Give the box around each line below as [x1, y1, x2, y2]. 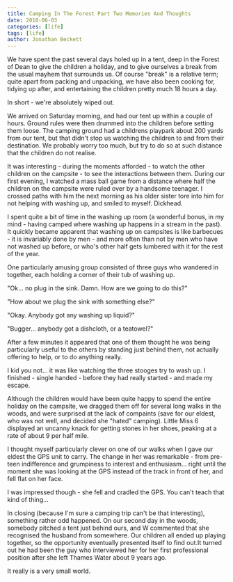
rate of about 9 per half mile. [7, 432, 89, 440]
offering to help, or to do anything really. [7, 353, 123, 361]
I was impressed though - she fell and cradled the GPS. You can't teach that [7, 488, 225, 496]
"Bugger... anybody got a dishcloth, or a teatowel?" [7, 324, 154, 333]
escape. [7, 381, 31, 390]
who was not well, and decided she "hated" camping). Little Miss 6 [7, 417, 199, 425]
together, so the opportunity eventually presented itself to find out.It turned [7, 539, 223, 547]
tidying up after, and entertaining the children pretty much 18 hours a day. [7, 85, 218, 93]
